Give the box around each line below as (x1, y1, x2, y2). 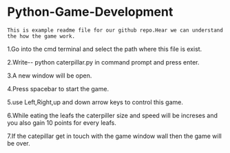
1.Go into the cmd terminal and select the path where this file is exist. (7, 45, 202, 53)
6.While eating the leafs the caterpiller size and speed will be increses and (7, 111, 218, 119)
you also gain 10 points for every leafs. (7, 118, 117, 127)
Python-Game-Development (7, 4, 174, 20)
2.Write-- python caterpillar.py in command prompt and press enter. (7, 58, 200, 66)
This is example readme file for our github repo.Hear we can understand (7, 27, 224, 34)
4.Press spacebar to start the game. (7, 84, 109, 93)
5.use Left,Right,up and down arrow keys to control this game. (7, 97, 184, 106)
